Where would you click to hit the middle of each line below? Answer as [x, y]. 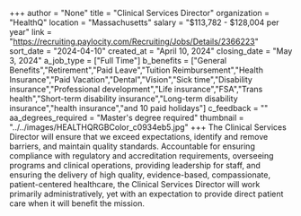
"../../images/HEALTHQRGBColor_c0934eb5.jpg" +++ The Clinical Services [148, 127]
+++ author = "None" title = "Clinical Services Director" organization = [140, 13]
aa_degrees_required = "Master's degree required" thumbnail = [127, 117]
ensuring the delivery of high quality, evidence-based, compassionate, [140, 175]
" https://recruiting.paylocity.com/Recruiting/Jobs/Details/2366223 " [134, 41]
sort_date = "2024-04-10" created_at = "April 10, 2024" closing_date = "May [151, 51]
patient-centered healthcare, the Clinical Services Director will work [135, 184]
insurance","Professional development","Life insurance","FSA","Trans [136, 89]
